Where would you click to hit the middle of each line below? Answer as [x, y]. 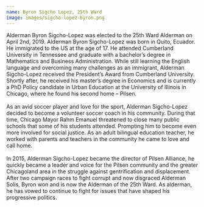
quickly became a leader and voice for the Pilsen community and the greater [102, 165]
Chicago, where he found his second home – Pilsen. [72, 93]
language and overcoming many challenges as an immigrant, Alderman [95, 67]
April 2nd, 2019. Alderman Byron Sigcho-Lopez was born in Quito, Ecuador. [101, 42]
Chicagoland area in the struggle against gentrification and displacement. [98, 171]
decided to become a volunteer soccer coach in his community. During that [101, 113]
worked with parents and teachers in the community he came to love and [98, 139]
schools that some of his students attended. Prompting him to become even [101, 126]
